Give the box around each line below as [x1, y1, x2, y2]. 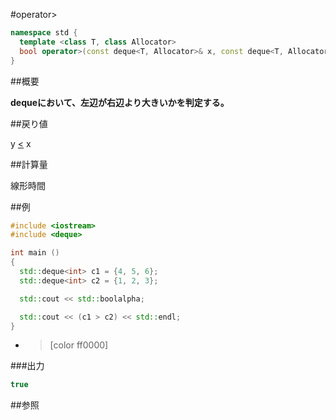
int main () [10, 248, 60, 258]
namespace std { [10, 28, 78, 38]
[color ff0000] [49, 339, 109, 351]
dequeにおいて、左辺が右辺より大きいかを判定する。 [10, 96, 230, 108]
